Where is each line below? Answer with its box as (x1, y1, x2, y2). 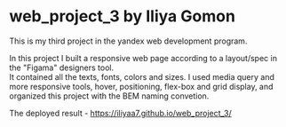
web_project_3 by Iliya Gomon (9, 6, 235, 27)
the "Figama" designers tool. (9, 62, 114, 73)
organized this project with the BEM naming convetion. (9, 91, 210, 101)
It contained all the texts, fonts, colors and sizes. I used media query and (9, 71, 275, 82)
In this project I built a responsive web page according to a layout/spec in (9, 52, 278, 63)
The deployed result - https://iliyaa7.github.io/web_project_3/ (9, 107, 233, 118)
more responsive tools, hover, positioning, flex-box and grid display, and (9, 81, 274, 91)
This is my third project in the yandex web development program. (9, 36, 248, 46)
